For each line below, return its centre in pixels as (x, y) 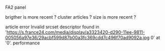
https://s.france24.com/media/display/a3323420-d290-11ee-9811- (76, 32)
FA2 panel (16, 7)
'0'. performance (23, 43)
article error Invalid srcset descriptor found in (52, 27)
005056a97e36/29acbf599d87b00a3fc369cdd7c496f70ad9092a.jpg (77, 38)
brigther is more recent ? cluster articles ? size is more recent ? (71, 17)
